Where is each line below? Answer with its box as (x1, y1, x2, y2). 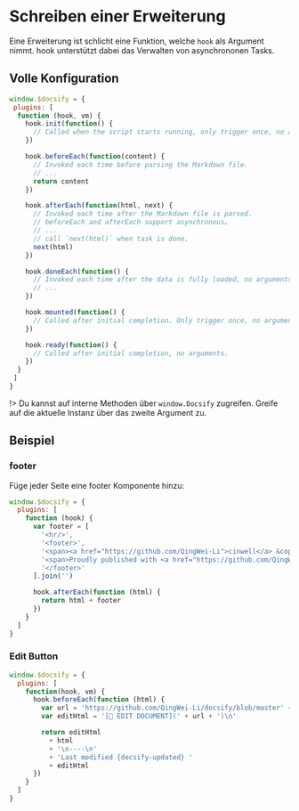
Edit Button (9, 650, 59, 662)
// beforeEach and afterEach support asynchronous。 (32, 218, 231, 227)
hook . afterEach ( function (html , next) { (25, 201, 174, 210)
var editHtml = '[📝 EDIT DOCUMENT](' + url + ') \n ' (41, 712, 238, 721)
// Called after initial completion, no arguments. (32, 349, 229, 358)
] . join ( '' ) (32, 572, 74, 580)
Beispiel (9, 434, 55, 449)
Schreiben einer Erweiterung (9, 6, 226, 27)
